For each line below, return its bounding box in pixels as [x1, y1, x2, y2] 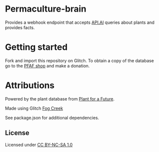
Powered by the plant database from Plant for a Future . [5, 96, 115, 101]
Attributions [5, 80, 55, 91]
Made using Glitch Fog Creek [5, 105, 63, 111]
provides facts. [5, 24, 35, 30]
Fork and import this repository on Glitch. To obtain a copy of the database [5, 57, 154, 64]
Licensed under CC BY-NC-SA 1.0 [5, 142, 73, 148]
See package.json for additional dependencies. [5, 115, 99, 120]
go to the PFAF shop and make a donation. [5, 63, 90, 68]
